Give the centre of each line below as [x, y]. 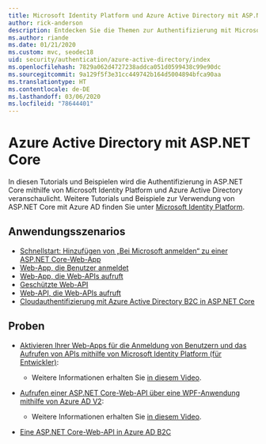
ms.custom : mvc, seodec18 [51, 52]
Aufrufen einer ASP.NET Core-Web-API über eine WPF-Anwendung [129, 393]
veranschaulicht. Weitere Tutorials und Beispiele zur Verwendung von [122, 199]
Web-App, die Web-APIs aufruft [72, 276]
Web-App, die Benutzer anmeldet [74, 268]
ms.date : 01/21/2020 [42, 45]
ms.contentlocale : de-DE [49, 89]
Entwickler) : [39, 362]
